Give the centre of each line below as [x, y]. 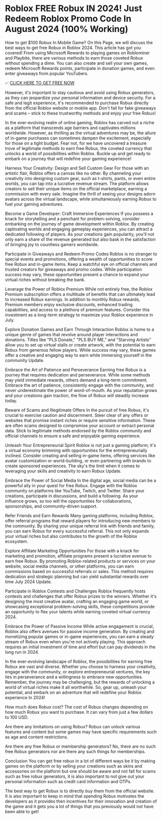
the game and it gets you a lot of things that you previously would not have [79, 806]
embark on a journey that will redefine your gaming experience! [68, 159]
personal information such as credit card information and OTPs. [68, 781]
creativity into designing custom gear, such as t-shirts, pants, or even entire [80, 178]
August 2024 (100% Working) [66, 29]
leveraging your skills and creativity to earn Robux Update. [63, 471]
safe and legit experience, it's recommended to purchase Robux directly [77, 103]
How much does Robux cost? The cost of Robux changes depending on [77, 707]
